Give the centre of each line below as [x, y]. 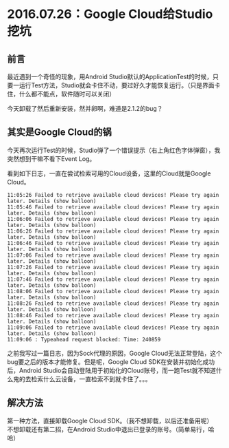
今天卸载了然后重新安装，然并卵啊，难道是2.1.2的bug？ [85, 108]
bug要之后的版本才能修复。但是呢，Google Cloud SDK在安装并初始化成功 [111, 361]
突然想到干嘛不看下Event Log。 [51, 158]
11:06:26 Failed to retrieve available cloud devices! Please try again [113, 231]
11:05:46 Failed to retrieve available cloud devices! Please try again [113, 207]
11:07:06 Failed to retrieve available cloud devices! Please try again [113, 255]
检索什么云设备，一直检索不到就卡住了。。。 [91, 378]
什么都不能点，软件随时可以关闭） [67, 94]
